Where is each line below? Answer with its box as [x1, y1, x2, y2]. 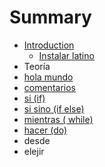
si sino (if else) [23, 102, 85, 115]
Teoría [23, 60, 51, 72]
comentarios [23, 81, 76, 93]
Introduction [23, 39, 75, 51]
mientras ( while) [23, 113, 94, 125]
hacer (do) [23, 124, 68, 136]
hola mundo [23, 71, 74, 83]
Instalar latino [38, 49, 95, 61]
